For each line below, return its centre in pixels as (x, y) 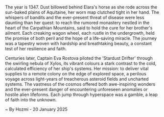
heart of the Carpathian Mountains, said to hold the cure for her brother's (79, 28)
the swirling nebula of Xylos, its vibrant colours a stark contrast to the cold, (81, 63)
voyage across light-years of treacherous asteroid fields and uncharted (77, 79)
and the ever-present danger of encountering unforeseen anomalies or (76, 89)
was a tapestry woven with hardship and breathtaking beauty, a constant (79, 43)
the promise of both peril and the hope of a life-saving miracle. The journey (81, 38)
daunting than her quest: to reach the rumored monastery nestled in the (77, 23)
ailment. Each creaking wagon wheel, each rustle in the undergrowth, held (80, 33)
